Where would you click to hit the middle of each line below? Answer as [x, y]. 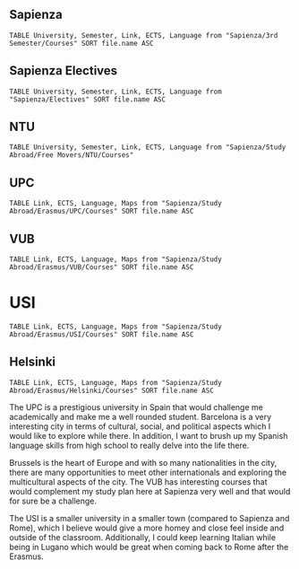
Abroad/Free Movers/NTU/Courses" [72, 155]
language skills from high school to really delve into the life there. [129, 445]
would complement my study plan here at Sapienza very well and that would [150, 491]
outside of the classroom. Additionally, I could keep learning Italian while [142, 537]
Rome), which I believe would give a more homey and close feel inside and [147, 528]
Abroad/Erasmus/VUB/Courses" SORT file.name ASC [102, 267]
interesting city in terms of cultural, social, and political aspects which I [140, 426]
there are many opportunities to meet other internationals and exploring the [148, 472]
